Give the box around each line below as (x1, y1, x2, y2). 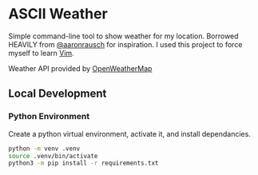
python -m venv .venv (8, 145, 81, 153)
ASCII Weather (8, 5, 108, 23)
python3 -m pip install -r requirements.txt (8, 159, 159, 168)
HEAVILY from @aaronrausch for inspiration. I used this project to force (8, 39, 243, 49)
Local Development (8, 87, 107, 101)
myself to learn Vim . (8, 48, 74, 58)
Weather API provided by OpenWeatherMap (8, 63, 153, 73)
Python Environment (8, 111, 90, 122)
